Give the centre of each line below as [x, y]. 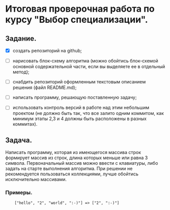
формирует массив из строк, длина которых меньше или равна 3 [77, 158]
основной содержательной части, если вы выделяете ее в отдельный [89, 67]
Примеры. [19, 193]
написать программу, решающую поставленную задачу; [75, 98]
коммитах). [25, 124]
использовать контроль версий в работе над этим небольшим [81, 108]
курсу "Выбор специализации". [77, 20]
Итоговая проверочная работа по [80, 9]
